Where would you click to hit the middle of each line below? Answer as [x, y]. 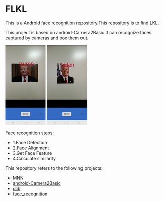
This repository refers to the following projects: [54, 168]
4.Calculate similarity [34, 158]
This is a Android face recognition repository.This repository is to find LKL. [82, 23]
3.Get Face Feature [32, 153]
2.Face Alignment [31, 148]
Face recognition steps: [30, 133]
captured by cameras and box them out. [47, 38]
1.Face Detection [30, 142]
